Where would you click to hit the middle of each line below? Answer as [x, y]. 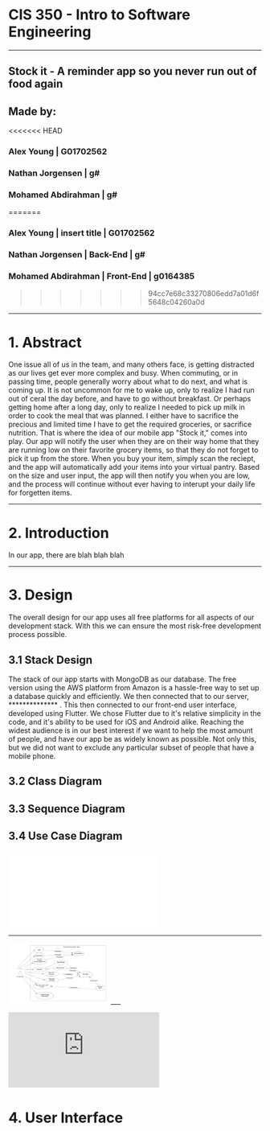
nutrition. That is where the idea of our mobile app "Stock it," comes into [128, 433]
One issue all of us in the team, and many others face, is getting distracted [131, 364]
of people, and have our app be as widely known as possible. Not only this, [133, 739]
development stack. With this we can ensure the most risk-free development [135, 626]
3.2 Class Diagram [55, 781]
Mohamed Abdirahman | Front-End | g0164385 [102, 277]
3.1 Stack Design [50, 660]
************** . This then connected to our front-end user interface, [123, 705]
